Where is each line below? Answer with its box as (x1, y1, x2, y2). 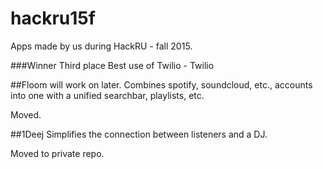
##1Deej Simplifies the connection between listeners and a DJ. (10, 128, 268, 140)
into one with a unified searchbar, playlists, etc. (10, 89, 205, 101)
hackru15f (10, 7, 96, 30)
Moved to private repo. (10, 147, 105, 159)
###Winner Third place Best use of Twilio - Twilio (10, 59, 215, 71)
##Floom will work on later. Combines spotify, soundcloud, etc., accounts (10, 78, 313, 91)
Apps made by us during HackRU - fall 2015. (10, 40, 193, 52)
